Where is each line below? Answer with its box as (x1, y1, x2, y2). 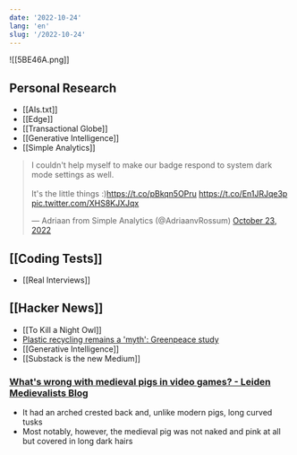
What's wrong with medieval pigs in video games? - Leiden (9, 375, 271, 388)
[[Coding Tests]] (9, 250, 103, 266)
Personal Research (9, 80, 117, 95)
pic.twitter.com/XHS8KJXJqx (30, 198, 140, 209)
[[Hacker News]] (9, 301, 104, 316)
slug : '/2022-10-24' (9, 30, 87, 39)
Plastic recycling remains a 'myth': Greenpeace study (21, 334, 219, 345)
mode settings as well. (30, 170, 115, 180)
